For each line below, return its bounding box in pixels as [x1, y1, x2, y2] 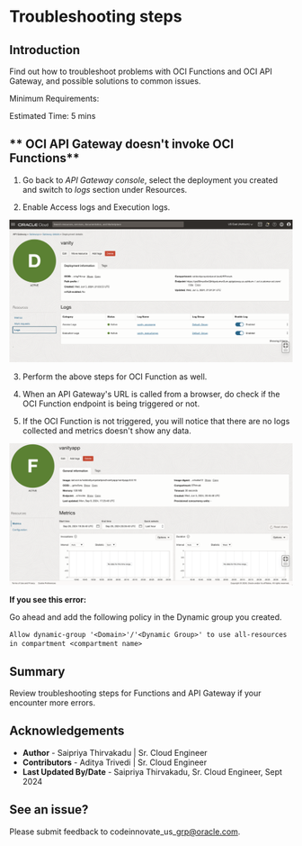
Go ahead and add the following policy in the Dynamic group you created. [9, 612, 282, 623]
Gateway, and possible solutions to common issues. [9, 76, 201, 86]
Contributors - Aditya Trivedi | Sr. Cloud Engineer [22, 757, 208, 768]
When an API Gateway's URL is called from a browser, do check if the [22, 389, 280, 400]
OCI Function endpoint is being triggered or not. [22, 398, 200, 409]
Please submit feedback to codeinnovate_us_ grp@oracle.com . [9, 826, 241, 837]
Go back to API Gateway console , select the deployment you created [22, 174, 279, 186]
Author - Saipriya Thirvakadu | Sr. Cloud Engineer [22, 747, 209, 758]
